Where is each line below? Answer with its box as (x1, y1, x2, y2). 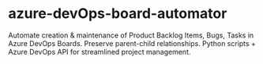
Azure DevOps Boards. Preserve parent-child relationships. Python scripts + (8, 38, 257, 48)
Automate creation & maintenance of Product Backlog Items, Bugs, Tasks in (8, 30, 254, 40)
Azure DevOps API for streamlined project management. (8, 47, 191, 56)
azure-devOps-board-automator (8, 5, 227, 23)
